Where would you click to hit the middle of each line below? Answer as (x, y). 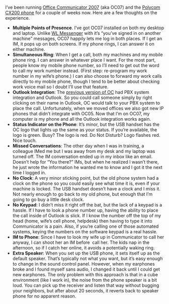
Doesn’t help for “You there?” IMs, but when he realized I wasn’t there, (86, 162)
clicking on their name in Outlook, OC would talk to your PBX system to (86, 103)
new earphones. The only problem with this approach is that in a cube (85, 274)
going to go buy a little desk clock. (48, 199)
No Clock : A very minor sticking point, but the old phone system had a (86, 178)
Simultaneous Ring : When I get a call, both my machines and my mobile (88, 55)
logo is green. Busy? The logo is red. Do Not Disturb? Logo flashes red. (86, 135)
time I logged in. (29, 173)
